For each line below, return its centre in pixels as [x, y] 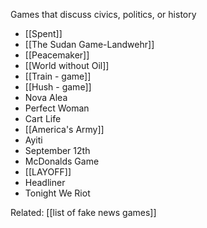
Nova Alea [46, 97]
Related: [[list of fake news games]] [83, 212]
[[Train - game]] [58, 76]
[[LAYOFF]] [48, 172]
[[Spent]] [43, 33]
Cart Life [43, 118]
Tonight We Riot [57, 193]
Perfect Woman [57, 108]
